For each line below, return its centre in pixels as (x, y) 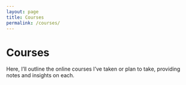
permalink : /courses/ (33, 23)
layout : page (22, 12)
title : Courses (25, 17)
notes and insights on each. (40, 75)
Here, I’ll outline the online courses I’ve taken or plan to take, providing (93, 69)
